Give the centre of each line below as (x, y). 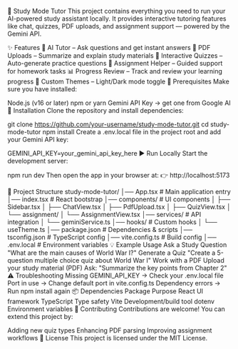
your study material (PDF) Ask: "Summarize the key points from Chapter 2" (117, 268)
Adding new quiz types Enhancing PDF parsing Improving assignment (110, 330)
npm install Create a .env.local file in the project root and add (132, 132)
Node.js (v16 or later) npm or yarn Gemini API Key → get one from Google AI (119, 103)
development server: (38, 161)
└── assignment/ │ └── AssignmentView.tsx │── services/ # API (104, 214)
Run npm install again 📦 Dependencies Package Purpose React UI (105, 291)
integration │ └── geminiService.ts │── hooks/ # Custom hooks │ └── (112, 222)
